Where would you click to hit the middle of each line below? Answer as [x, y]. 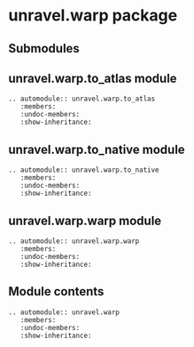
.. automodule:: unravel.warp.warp [74, 241]
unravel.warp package [93, 16]
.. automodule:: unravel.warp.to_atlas [82, 99]
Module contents [56, 291]
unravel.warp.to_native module [97, 149]
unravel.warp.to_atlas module [93, 78]
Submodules [44, 48]
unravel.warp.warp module [85, 220]
